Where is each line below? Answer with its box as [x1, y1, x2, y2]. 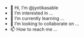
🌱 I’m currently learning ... [10, 15, 65, 21]
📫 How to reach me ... [10, 26, 58, 32]
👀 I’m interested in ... [10, 10, 53, 16]
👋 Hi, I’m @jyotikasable [10, 5, 59, 10]
